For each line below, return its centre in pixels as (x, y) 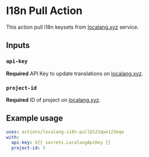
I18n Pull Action (44, 11)
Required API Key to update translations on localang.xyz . (75, 73)
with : (13, 137)
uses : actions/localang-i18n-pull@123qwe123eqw (65, 132)
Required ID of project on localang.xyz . (53, 100)
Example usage (34, 118)
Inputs (18, 45)
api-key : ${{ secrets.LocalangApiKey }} (61, 143)
